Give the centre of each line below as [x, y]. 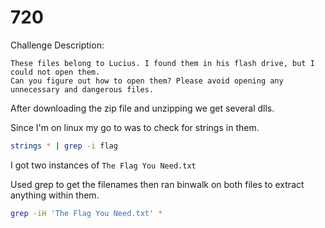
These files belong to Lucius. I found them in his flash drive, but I [162, 63]
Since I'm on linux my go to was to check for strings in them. [135, 127]
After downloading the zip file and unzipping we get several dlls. [142, 108]
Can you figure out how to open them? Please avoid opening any [147, 81]
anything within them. [55, 195]
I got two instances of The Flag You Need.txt [103, 165]
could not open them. [55, 72]
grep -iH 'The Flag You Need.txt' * [86, 213]
